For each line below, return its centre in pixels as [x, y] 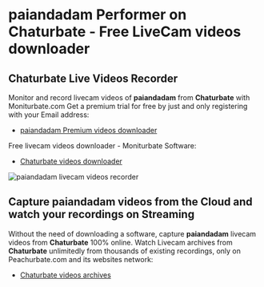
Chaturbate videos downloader [71, 161]
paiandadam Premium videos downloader [88, 130]
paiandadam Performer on [98, 15]
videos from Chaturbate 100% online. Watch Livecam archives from [121, 242]
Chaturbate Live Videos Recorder [93, 78]
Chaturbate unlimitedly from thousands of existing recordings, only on [125, 251]
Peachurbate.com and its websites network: [81, 259]
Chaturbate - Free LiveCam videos [125, 32]
